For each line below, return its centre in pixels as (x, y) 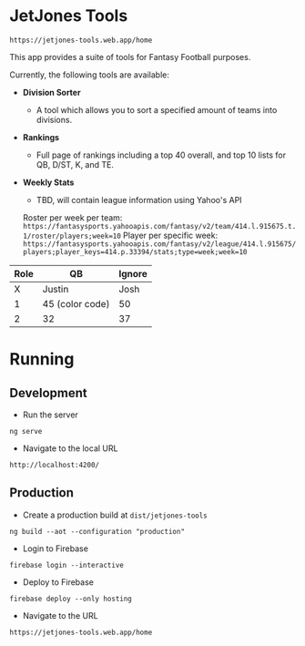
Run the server (51, 415)
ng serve (26, 431)
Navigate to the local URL (70, 448)
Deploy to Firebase (58, 582)
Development (49, 393)
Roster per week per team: (72, 217)
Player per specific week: (170, 235)
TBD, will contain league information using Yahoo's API (139, 200)
